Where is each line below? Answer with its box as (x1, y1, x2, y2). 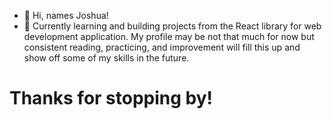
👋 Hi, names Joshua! (23, 10, 109, 21)
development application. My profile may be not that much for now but (23, 31, 315, 42)
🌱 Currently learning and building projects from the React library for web (23, 20, 322, 32)
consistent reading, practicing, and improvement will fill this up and (23, 41, 301, 53)
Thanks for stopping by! (9, 87, 214, 110)
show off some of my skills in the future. (23, 52, 190, 64)
